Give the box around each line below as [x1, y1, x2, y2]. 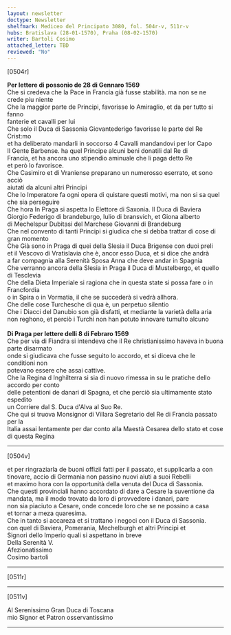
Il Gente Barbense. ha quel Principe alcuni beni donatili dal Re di [7, 146, 188, 155]
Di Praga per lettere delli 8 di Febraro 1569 [7, 329, 129, 337]
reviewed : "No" [7, 49, 51, 56]
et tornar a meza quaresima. [7, 509, 87, 517]
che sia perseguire [7, 198, 60, 206]
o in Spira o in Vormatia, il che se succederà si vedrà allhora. [7, 293, 179, 301]
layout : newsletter [7, 10, 63, 17]
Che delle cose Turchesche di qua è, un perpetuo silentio [7, 300, 169, 309]
